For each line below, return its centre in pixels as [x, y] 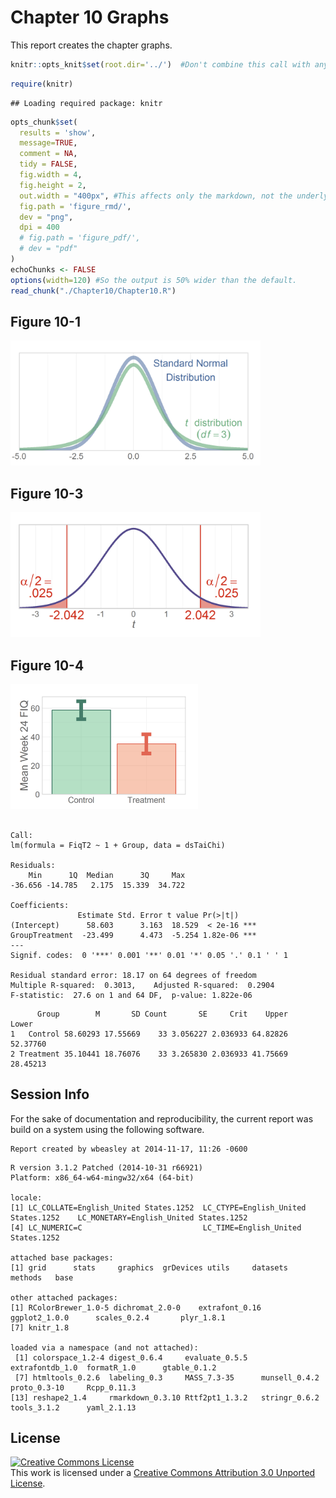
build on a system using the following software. [107, 1129]
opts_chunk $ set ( [44, 122]
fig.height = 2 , [53, 185]
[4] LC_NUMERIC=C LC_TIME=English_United [156, 1227]
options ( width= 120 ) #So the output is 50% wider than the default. [154, 280]
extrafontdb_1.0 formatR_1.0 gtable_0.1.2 [113, 1367]
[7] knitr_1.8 [40, 1327]
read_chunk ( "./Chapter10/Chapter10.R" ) [93, 291]
